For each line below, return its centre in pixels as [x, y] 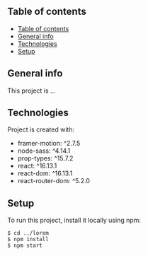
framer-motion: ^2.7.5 [49, 144]
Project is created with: [41, 129]
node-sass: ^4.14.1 [44, 151]
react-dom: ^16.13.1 [45, 173]
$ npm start [25, 246]
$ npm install [28, 240]
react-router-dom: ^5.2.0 [54, 181]
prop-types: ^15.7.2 [45, 158]
